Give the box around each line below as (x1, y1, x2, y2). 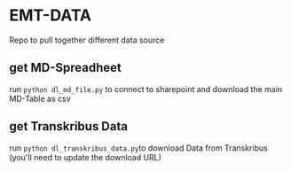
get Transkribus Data (9, 119, 129, 134)
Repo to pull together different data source (9, 35, 165, 45)
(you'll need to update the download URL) (9, 152, 162, 162)
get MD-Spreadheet (9, 60, 122, 75)
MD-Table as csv (9, 93, 71, 104)
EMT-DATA (9, 5, 91, 26)
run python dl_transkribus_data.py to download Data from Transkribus (9, 143, 268, 153)
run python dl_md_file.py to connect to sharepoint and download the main (9, 83, 283, 94)
